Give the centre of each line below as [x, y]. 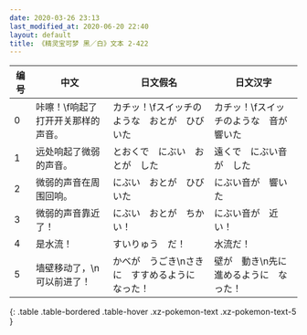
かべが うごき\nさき [158, 261]
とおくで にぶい [149, 152]
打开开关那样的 [68, 121]
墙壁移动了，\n [68, 268]
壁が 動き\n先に [251, 261]
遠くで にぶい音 [251, 152]
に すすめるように [154, 275]
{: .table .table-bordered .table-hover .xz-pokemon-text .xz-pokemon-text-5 [153, 312]
